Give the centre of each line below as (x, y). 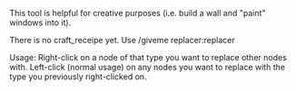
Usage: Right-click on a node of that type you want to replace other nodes (148, 57)
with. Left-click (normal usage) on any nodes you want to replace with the (148, 67)
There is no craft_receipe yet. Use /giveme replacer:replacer (122, 40)
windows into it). (40, 23)
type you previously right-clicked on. (78, 77)
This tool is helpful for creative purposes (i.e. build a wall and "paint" (138, 13)
